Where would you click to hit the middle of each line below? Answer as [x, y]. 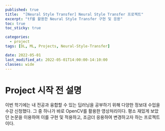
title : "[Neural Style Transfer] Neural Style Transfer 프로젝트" [74, 14]
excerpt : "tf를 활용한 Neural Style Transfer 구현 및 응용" [64, 19]
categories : [17, 37]
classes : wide [20, 64]
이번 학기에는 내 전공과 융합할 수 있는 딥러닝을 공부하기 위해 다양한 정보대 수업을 [83, 105]
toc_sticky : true [23, 28]
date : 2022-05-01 [23, 55]
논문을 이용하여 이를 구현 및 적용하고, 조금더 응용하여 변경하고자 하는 [77, 117]
